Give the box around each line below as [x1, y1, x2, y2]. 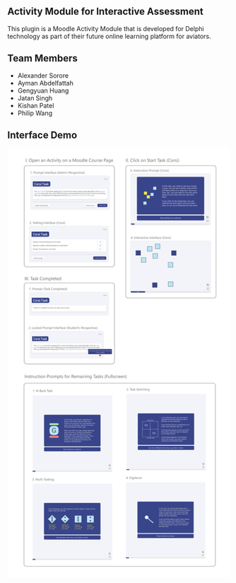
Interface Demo [7, 129, 78, 141]
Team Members [7, 52, 78, 64]
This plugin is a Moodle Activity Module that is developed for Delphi [7, 24, 204, 33]
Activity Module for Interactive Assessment [7, 6, 203, 18]
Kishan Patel [17, 101, 54, 110]
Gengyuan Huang [17, 86, 69, 95]
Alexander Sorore [17, 71, 69, 80]
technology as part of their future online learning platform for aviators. [7, 32, 211, 40]
